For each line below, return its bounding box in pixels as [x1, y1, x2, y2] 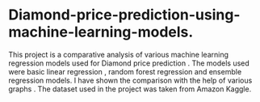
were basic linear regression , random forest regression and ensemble [8, 66, 242, 76]
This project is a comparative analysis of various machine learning [8, 49, 229, 59]
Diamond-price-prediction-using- [8, 6, 241, 24]
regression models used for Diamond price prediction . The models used [8, 58, 250, 68]
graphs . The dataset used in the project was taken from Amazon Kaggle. [8, 83, 252, 94]
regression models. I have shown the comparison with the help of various [8, 75, 253, 85]
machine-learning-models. [8, 23, 194, 41]
